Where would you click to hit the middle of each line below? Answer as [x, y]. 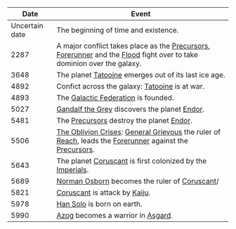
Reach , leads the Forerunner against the [122, 141]
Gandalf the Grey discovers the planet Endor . [130, 109]
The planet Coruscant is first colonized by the [131, 161]
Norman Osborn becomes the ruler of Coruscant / [137, 181]
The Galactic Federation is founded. [115, 98]
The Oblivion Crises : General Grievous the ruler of [138, 132]
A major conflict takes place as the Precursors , [133, 46]
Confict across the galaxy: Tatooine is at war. [130, 86]
